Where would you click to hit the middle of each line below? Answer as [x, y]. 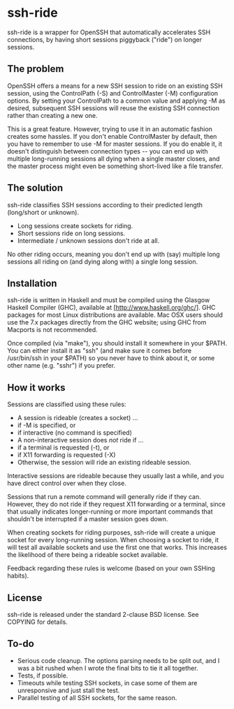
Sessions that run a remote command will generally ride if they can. [104, 497]
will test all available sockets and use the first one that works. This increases [117, 547]
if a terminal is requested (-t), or [63, 447]
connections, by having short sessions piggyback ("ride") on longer [105, 39]
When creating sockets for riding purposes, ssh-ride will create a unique [111, 532]
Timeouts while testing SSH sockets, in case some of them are [107, 682]
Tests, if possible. [43, 676]
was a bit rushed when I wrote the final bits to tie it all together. [108, 668]
